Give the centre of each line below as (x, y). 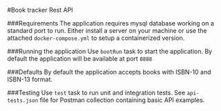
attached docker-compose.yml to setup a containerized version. (96, 38)
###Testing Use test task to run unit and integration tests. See (96, 93)
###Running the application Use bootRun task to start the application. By (110, 51)
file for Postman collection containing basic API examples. (122, 100)
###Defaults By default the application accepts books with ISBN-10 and (109, 72)
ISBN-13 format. (30, 79)
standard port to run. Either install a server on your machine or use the (107, 31)
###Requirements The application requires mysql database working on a (110, 23)
